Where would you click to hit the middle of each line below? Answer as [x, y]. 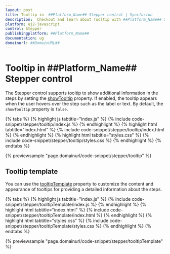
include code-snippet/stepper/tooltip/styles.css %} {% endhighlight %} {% [83, 140]
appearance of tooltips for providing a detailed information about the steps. [84, 189]
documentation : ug [25, 39]
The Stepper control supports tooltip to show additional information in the [82, 93]
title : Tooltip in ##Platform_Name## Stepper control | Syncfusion [79, 15]
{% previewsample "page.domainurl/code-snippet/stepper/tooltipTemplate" [84, 241]
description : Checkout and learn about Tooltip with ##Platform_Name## [83, 19]
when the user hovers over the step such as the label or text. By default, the [84, 103]
